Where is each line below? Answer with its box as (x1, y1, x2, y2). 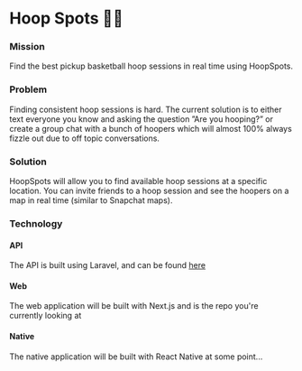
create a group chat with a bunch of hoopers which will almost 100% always (9, 123, 293, 134)
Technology (9, 218, 63, 229)
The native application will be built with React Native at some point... (9, 351, 263, 362)
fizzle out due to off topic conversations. (9, 133, 160, 144)
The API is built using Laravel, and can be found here (9, 260, 206, 271)
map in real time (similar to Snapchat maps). (9, 195, 173, 206)
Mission (9, 41, 45, 53)
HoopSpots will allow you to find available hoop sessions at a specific (9, 176, 268, 187)
